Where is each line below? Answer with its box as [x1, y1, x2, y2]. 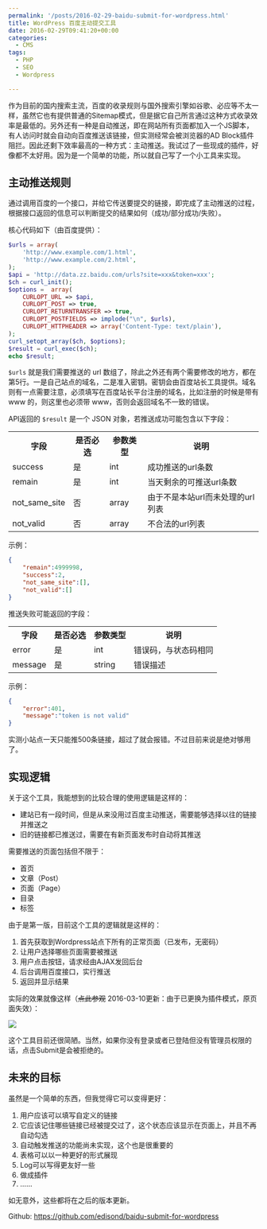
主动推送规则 [8, 176, 72, 189]
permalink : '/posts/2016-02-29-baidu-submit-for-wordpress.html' [8, 11, 229, 20]
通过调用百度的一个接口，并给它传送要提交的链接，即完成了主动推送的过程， [8, 198, 259, 208]
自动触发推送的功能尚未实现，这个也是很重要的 [19, 1140, 173, 1149]
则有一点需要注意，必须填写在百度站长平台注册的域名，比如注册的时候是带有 [8, 387, 259, 397]
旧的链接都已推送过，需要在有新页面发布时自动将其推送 [19, 830, 201, 839]
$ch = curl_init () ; [8, 278, 73, 286]
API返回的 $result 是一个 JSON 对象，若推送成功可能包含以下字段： [8, 414, 232, 424]
